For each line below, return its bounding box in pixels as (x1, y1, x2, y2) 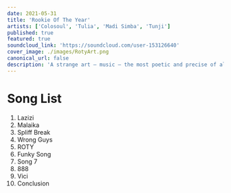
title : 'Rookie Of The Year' (7, 16, 91, 23)
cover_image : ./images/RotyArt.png (7, 49, 109, 56)
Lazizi (16, 113, 34, 122)
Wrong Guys (16, 135, 53, 144)
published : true (7, 29, 54, 36)
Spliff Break (16, 128, 50, 136)
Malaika (16, 121, 40, 129)
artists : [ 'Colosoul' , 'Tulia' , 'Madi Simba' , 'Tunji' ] (7, 23, 170, 30)
